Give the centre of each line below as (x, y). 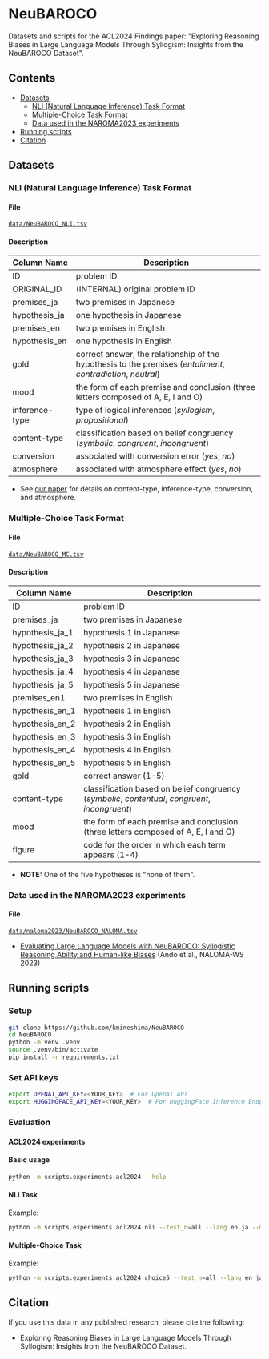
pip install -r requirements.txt (64, 1057)
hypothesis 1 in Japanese (132, 632)
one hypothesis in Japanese (128, 315)
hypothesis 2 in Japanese (132, 645)
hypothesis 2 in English (127, 724)
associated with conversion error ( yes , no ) (155, 456)
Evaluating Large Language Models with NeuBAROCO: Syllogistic (128, 946)
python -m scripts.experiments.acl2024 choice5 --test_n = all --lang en (130, 1277)
